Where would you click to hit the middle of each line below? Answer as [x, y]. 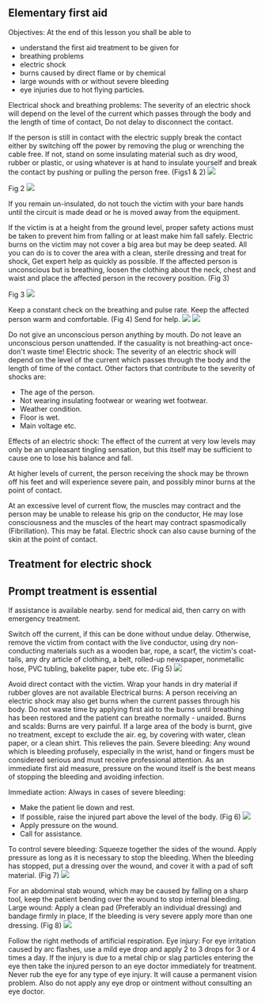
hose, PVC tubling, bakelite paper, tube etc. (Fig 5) [90, 669]
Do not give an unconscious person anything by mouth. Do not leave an [125, 334]
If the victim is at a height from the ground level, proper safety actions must [131, 227]
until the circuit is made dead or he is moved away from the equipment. [124, 212]
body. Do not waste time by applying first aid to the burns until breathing [126, 710]
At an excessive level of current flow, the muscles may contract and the [125, 505]
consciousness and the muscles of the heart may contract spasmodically [127, 522]
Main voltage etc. [48, 425]
